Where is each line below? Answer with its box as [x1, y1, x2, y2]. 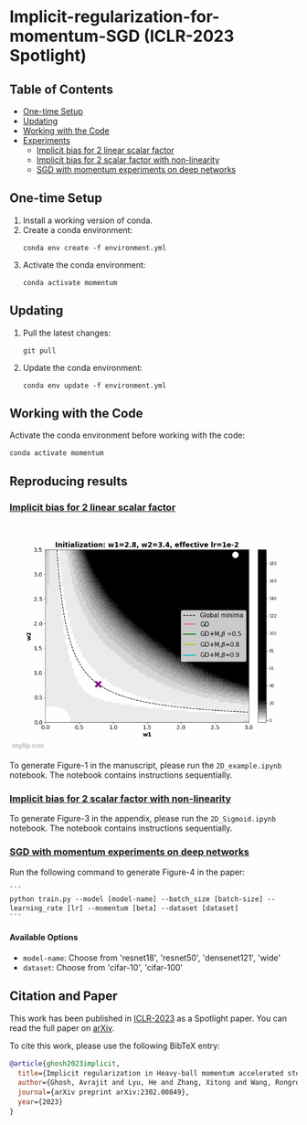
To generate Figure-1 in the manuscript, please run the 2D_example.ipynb [9, 760, 282, 771]
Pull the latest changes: [22, 327, 111, 338]
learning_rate [9, 903, 64, 913]
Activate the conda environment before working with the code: [9, 430, 245, 440]
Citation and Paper [9, 989, 118, 1004]
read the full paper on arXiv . [9, 1022, 115, 1034]
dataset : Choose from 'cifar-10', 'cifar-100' [22, 961, 184, 972]
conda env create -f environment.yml [22, 243, 167, 252]
